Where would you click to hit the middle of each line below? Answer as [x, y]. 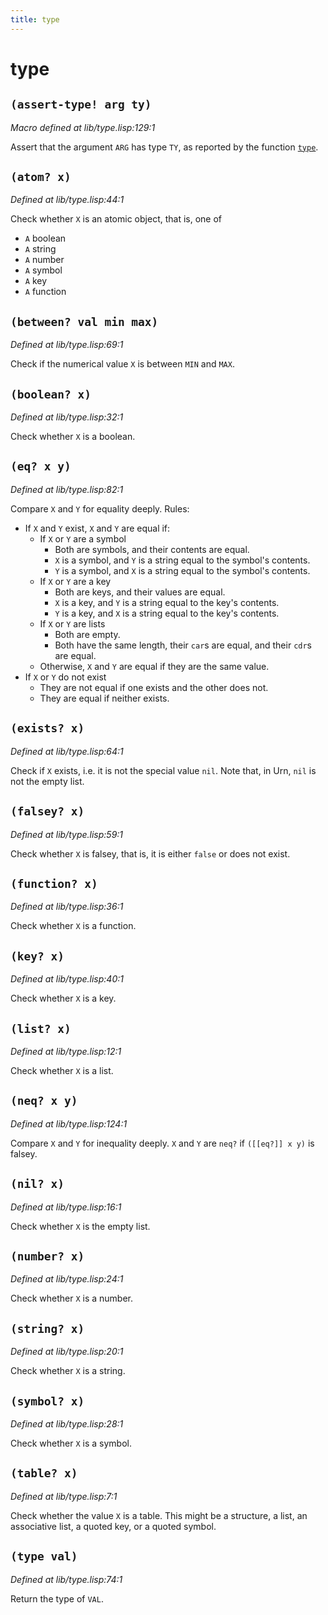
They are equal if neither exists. [104, 698]
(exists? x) [47, 728]
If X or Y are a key [75, 581]
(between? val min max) [84, 321]
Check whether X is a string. [68, 1371]
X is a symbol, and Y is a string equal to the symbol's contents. [182, 560]
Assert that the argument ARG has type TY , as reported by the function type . [164, 147]
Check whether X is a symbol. [71, 1443]
